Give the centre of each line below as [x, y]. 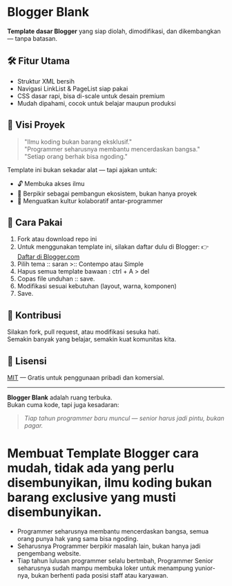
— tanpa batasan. [32, 38]
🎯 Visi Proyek [36, 125]
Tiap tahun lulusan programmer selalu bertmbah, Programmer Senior [115, 560]
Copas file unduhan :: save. [56, 279]
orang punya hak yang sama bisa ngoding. [78, 538]
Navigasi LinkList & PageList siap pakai [72, 88]
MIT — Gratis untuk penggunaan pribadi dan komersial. [86, 378]
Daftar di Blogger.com [48, 257]
